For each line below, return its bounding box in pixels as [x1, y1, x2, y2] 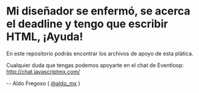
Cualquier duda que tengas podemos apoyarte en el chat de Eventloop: [6, 62, 184, 69]
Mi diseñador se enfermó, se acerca [6, 4, 191, 18]
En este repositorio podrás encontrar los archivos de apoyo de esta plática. [6, 50, 194, 57]
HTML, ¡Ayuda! [6, 30, 83, 43]
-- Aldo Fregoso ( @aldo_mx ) [6, 80, 80, 87]
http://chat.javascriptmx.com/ [6, 68, 80, 75]
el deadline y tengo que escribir [6, 17, 168, 31]
